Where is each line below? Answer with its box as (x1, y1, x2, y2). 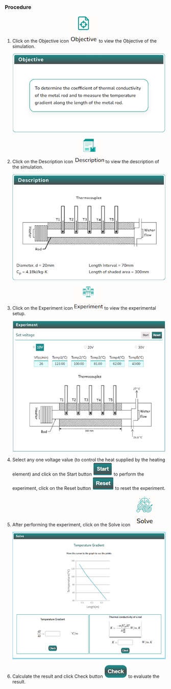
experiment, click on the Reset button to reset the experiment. (12, 485, 165, 491)
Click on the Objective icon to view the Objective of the (12, 38, 157, 44)
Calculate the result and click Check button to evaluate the (12, 673, 160, 679)
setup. (12, 310, 26, 316)
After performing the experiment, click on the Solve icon (12, 522, 131, 528)
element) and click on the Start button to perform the (12, 471, 144, 477)
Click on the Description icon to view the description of (12, 158, 159, 164)
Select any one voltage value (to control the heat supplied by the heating (12, 457, 165, 463)
